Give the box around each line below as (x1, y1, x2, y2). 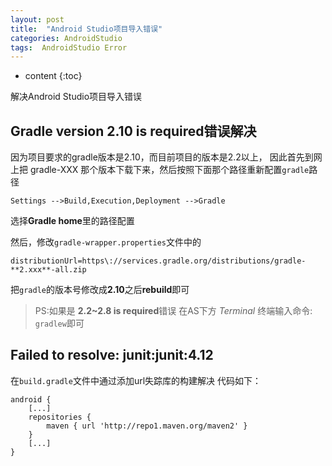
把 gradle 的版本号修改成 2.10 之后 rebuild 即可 (10, 284, 190, 296)
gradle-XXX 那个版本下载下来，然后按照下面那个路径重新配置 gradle (29, 164, 310, 176)
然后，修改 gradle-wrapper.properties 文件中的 (10, 236, 202, 248)
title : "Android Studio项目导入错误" (10, 24, 163, 34)
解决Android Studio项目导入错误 (10, 91, 143, 103)
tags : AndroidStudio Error (10, 42, 128, 53)
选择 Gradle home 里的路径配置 (10, 215, 135, 227)
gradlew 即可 (34, 317, 85, 330)
